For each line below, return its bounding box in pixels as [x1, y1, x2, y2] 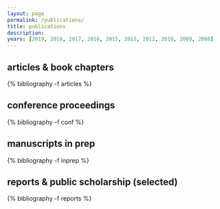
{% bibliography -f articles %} [7, 79, 93, 88]
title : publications [7, 23, 67, 30]
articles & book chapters [7, 61, 115, 73]
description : [7, 29, 45, 37]
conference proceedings [7, 99, 115, 111]
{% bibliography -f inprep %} [7, 156, 89, 164]
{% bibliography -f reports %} [7, 195, 92, 203]
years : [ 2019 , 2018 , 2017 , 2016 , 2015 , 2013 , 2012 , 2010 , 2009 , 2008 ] [7, 36, 214, 43]
